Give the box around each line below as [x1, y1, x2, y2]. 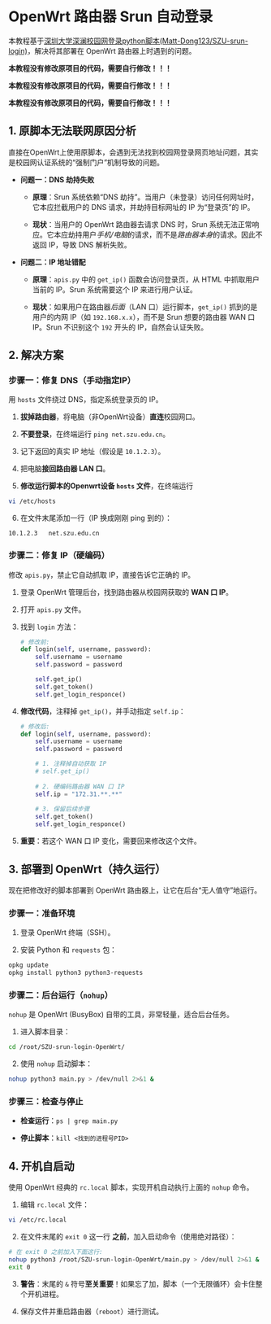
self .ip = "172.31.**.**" [35, 790, 123, 798]
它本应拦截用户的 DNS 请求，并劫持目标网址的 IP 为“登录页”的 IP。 [32, 202, 255, 212]
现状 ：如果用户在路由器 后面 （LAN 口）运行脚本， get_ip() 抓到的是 [32, 302, 258, 312]
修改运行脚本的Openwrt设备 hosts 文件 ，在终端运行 [19, 481, 193, 491]
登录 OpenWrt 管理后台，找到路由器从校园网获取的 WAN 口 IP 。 [19, 587, 234, 596]
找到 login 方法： [19, 622, 79, 631]
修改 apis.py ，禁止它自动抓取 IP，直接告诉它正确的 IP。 [8, 570, 196, 579]
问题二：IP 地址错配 [19, 257, 87, 267]
